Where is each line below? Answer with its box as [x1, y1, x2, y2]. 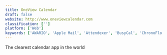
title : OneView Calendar [5, 7, 57, 12]
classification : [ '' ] [5, 21, 50, 26]
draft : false [5, 12, 32, 17]
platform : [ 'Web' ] [5, 26, 43, 31]
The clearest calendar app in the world [5, 44, 85, 50]
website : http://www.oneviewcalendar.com [5, 16, 93, 21]
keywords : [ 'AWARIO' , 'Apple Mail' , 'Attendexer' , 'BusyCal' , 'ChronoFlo [5, 30, 162, 35]
